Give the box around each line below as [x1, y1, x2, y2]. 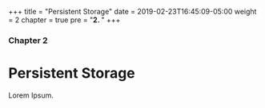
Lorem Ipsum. [8, 91, 54, 100]
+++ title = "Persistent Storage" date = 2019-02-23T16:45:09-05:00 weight [8, 7, 257, 16]
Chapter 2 [8, 35, 48, 46]
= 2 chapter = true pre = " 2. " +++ [8, 15, 121, 25]
